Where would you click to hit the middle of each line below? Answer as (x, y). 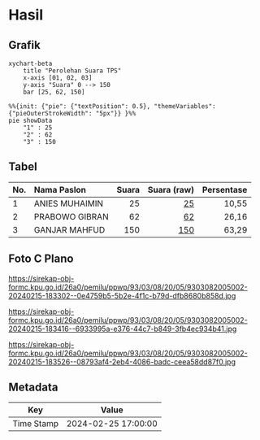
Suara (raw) (171, 190)
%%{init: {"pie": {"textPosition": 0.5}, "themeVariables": (113, 107)
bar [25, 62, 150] (54, 92)
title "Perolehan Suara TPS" (72, 71)
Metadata (33, 388)
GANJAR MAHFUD (69, 229)
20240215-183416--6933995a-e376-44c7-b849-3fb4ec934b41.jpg (123, 329)
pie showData (30, 120)
